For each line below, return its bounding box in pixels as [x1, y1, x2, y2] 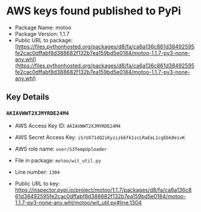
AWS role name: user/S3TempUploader [14, 145, 107, 152]
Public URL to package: [14, 36, 73, 44]
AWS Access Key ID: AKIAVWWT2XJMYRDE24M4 [14, 122, 121, 129]
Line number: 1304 [14, 168, 60, 176]
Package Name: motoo [14, 24, 72, 31]
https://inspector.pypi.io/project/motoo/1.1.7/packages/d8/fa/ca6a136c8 [14, 186, 192, 193]
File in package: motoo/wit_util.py [14, 156, 102, 164]
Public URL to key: [14, 180, 60, 187]
